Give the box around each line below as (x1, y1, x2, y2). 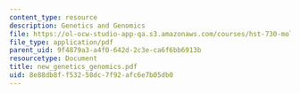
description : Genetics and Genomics (9, 21, 146, 30)
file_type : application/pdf (9, 37, 114, 47)
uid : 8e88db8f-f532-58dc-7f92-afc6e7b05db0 (9, 71, 174, 80)
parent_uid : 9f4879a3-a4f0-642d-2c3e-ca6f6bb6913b (9, 46, 202, 55)
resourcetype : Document (9, 54, 98, 63)
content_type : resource (9, 12, 98, 22)
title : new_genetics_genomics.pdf (9, 63, 138, 72)
